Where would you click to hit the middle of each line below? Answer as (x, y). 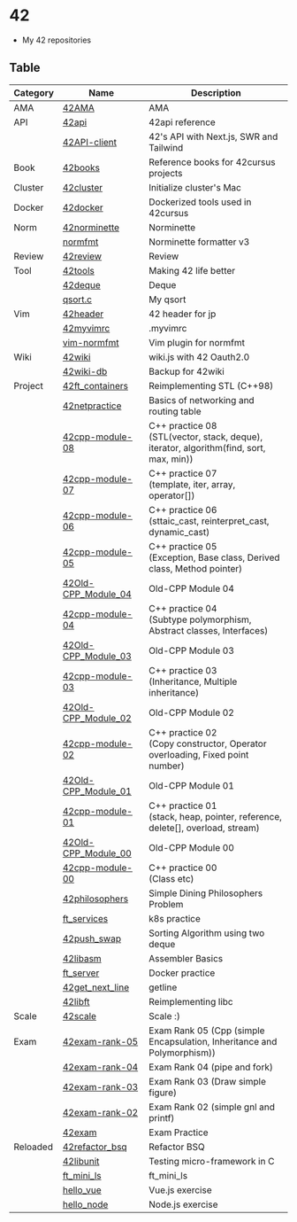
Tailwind (166, 147)
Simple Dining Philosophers (206, 893)
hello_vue (82, 1190)
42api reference (183, 122)
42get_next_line (96, 987)
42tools (79, 270)
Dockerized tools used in (200, 202)
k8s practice (175, 918)
